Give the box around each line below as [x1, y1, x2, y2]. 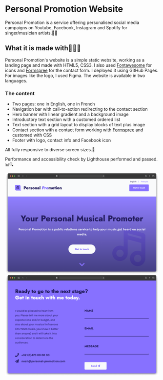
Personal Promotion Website [5, 3, 123, 15]
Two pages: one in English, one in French [12, 101, 95, 107]
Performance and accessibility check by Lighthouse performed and [5, 156, 141, 162]
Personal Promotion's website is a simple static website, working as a [5, 57, 145, 63]
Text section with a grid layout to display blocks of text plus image [12, 122, 145, 128]
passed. [141, 156, 158, 162]
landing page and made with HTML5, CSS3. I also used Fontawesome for [5, 62, 152, 68]
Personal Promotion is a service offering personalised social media [5, 20, 139, 25]
